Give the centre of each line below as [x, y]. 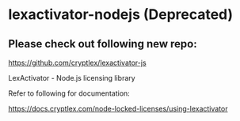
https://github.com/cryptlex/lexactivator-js [77, 62]
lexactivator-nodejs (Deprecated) [121, 15]
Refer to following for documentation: [69, 93]
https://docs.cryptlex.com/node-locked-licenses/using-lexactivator [118, 109]
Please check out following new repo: [103, 44]
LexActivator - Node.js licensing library [72, 78]
